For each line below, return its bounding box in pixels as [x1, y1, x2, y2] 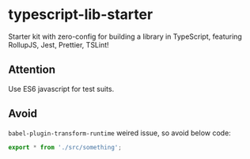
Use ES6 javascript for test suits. [8, 84, 115, 93]
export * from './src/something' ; [8, 143, 123, 151]
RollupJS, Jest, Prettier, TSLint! [8, 40, 109, 49]
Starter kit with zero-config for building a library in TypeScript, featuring [8, 32, 243, 41]
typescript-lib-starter [8, 6, 153, 24]
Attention [8, 63, 55, 77]
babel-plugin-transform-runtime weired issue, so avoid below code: [8, 128, 231, 138]
